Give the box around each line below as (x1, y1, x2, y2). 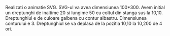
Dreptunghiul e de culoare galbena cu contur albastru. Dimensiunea (5, 15, 147, 21)
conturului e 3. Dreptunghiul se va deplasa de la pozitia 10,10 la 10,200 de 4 (5, 20, 162, 26)
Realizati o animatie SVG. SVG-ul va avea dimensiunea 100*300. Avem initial (5, 5, 165, 10)
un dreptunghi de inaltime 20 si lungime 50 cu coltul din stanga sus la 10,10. (5, 10, 163, 16)
